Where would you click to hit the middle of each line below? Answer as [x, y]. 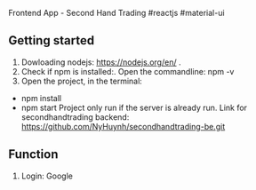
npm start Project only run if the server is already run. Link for [134, 107]
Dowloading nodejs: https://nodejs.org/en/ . [101, 62]
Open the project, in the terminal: [82, 81]
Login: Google [47, 176]
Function [33, 154]
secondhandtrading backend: [75, 117]
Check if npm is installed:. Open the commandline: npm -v [128, 71]
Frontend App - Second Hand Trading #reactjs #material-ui [116, 13]
